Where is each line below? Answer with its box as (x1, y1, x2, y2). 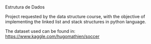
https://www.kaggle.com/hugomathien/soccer (5, 34, 100, 39)
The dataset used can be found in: (5, 28, 75, 34)
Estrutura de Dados (5, 4, 45, 10)
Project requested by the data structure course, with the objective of (5, 14, 146, 19)
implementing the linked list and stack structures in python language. (5, 19, 147, 24)
